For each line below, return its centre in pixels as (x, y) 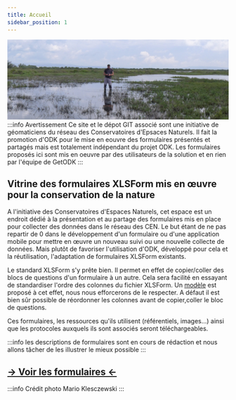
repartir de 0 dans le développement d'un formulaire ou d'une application (113, 234)
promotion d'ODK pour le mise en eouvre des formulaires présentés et (109, 139)
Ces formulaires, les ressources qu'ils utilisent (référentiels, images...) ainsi (116, 321)
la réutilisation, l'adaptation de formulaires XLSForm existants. (97, 257)
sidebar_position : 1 (38, 22)
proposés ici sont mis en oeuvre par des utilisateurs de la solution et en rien (117, 154)
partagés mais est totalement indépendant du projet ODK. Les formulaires (114, 147)
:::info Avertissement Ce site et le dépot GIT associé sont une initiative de (113, 124)
